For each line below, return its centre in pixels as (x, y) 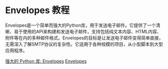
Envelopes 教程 (37, 10)
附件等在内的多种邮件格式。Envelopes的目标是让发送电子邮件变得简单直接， (84, 38)
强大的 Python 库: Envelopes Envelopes (46, 61)
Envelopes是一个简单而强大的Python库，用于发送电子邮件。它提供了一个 (80, 25)
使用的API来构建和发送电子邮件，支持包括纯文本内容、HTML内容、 (92, 31)
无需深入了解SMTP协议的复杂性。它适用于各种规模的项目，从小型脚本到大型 (84, 44)
